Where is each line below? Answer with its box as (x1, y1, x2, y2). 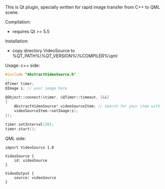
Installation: (5, 38, 29, 44)
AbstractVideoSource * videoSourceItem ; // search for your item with (14, 104, 161, 109)
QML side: (5, 135, 26, 141)
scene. (5, 9, 19, 15)
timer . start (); (5, 126, 37, 131)
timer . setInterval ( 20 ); (5, 122, 54, 127)
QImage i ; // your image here (5, 86, 68, 91)
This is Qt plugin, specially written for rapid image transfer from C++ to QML (5, 4, 161, 10)
